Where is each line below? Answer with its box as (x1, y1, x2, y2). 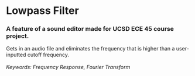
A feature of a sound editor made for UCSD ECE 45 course (6, 25, 175, 33)
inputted (6, 51, 26, 59)
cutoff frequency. (27, 51, 69, 59)
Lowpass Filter (6, 4, 79, 17)
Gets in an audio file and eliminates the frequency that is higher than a (6, 45, 175, 52)
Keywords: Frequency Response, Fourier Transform (6, 64, 131, 71)
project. (6, 32, 29, 40)
